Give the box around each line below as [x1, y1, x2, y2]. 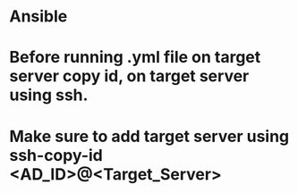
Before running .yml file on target [9, 47, 261, 68]
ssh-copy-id [9, 145, 103, 165]
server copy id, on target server [9, 66, 250, 87]
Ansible [9, 6, 68, 27]
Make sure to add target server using [9, 126, 290, 147]
